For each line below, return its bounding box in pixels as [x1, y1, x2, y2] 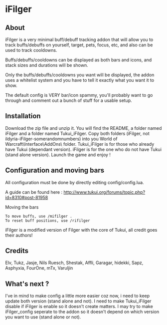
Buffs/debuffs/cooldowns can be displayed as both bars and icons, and [5, 57, 152, 63]
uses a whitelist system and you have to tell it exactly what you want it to [5, 77, 155, 83]
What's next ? [5, 280, 49, 288]
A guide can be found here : [5, 189, 63, 195]
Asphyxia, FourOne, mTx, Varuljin [5, 265, 73, 271]
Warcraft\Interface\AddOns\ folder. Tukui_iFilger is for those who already [5, 141, 155, 147]
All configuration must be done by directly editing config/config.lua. [5, 179, 144, 185]
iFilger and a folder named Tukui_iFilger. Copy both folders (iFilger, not [5, 130, 150, 136]
